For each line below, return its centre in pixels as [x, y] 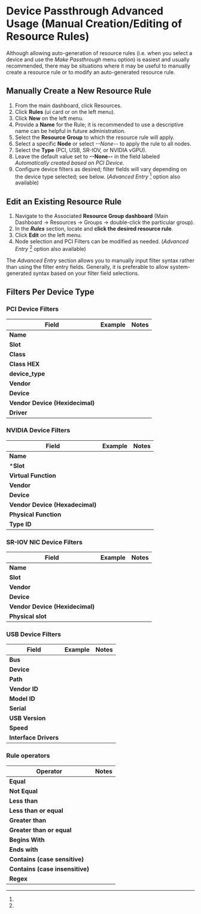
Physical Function [35, 514]
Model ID [22, 699]
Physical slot [28, 616]
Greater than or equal [40, 830]
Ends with [24, 849]
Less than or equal [36, 810]
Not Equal [23, 791]
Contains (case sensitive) [47, 859]
